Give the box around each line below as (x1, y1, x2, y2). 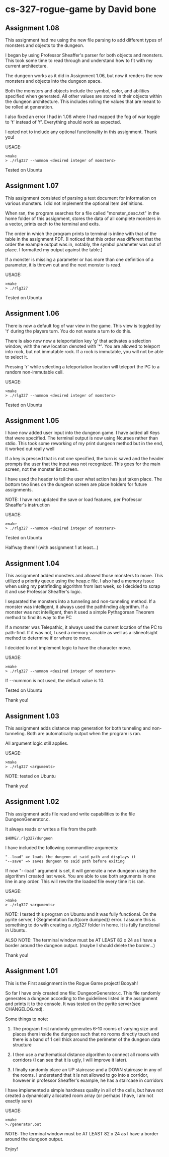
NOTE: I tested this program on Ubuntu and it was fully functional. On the (5, 911, 157, 917)
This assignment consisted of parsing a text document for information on (5, 195, 157, 201)
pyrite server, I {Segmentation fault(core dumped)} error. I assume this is (5, 916, 156, 922)
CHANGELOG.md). (5, 1006, 44, 1012)
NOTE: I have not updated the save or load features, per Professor (5, 497, 142, 503)
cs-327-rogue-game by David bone (5, 4, 157, 15)
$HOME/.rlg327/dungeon (5, 836, 53, 841)
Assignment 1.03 (5, 711, 59, 720)
